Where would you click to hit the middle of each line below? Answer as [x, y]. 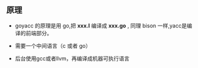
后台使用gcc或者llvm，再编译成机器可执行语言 [72, 58]
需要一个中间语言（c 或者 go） [53, 45]
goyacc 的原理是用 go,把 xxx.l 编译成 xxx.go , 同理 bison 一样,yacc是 [101, 26]
